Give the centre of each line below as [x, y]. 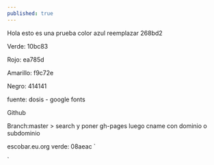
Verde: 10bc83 [28, 46]
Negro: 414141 [27, 86]
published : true [30, 13]
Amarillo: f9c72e [30, 73]
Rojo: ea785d [26, 60]
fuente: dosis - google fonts [46, 99]
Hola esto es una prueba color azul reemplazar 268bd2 [85, 33]
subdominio [24, 133]
